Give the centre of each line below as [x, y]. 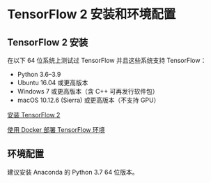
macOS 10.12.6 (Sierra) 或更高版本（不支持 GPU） [88, 100]
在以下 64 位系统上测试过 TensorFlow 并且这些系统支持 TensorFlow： [107, 60]
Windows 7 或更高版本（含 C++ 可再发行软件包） [88, 91]
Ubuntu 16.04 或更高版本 [53, 82]
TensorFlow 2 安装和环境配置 [92, 14]
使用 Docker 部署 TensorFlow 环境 [56, 130]
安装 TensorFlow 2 [34, 115]
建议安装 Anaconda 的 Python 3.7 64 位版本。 [73, 172]
